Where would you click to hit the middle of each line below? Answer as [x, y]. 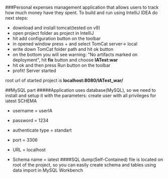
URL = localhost [29, 150]
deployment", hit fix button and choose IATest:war [65, 60]
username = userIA [32, 111]
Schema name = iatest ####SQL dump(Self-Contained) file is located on [88, 159]
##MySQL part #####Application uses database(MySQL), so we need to [80, 90]
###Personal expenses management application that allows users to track [82, 7]
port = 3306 [25, 140]
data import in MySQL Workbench [48, 170]
